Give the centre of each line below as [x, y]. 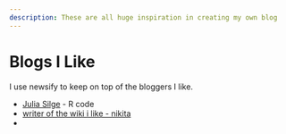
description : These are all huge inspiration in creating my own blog [143, 17]
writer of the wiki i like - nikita [76, 113]
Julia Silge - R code [58, 104]
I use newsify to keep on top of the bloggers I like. [101, 87]
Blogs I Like [52, 61]
